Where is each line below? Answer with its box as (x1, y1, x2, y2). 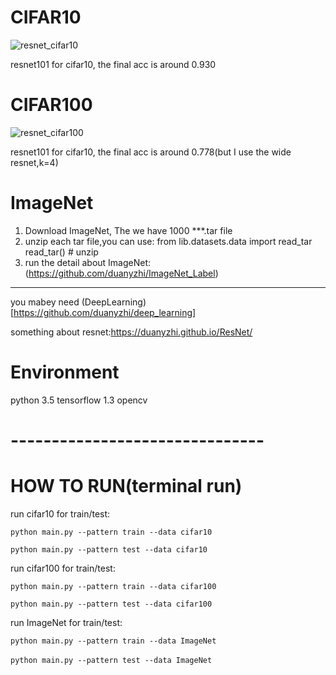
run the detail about (24, 256, 107, 268)
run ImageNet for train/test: (10, 616, 123, 628)
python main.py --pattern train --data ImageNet (10, 636, 217, 646)
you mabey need (10, 296, 80, 308)
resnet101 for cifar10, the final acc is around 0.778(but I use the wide (10, 146, 292, 158)
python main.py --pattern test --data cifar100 (10, 599, 213, 609)
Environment (10, 361, 120, 383)
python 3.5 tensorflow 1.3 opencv (10, 394, 148, 406)
